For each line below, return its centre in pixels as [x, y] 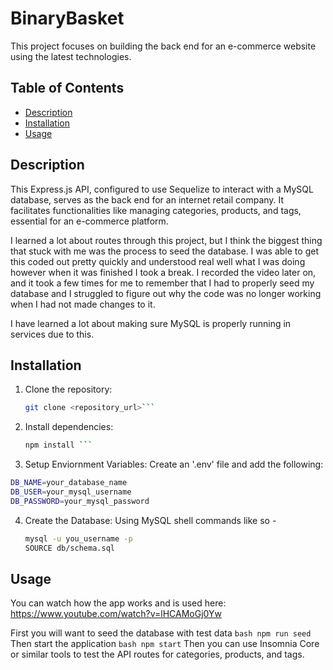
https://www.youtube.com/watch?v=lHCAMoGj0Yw [116, 614]
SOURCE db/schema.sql [69, 548]
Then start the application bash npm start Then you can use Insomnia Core [165, 644]
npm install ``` [58, 445]
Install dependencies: [69, 427]
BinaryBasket [67, 18]
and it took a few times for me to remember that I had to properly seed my [162, 283]
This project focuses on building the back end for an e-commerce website [163, 46]
